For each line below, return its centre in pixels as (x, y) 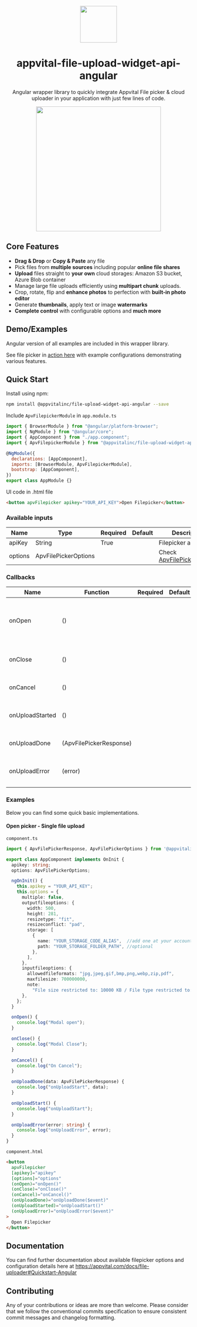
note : (34, 985)
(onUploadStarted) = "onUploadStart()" (57, 1206)
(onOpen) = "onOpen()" (36, 1184)
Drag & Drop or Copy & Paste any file (60, 261)
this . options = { (38, 892)
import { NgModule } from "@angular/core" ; (60, 432)
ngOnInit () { (27, 881)
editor (22, 298)
